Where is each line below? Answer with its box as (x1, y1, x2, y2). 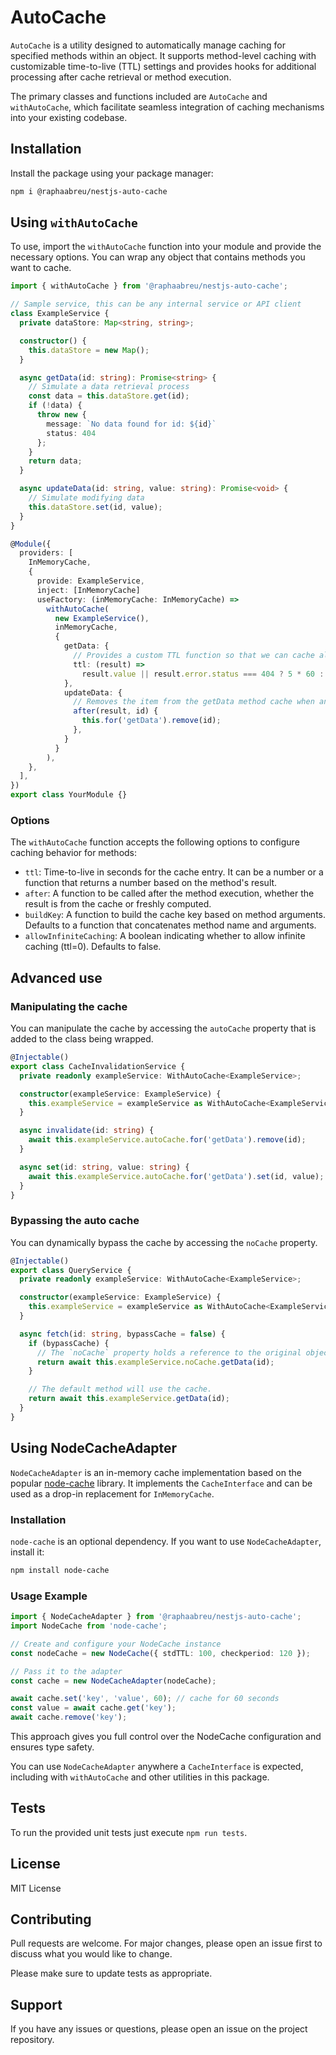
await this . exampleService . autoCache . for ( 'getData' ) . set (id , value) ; (28, 1171, 325, 1181)
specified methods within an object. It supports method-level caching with (10, 49, 317, 61)
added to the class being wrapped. (10, 1033, 154, 1045)
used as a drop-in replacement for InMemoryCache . (10, 1487, 215, 1500)
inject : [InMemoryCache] (36, 585, 141, 595)
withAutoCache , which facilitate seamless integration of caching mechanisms (10, 101, 325, 113)
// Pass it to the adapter (10, 1666, 123, 1676)
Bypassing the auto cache (10, 1214, 140, 1228)
